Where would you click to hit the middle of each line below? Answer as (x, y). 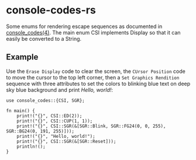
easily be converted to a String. (44, 39)
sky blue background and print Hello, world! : (59, 90)
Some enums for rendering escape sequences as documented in (84, 26)
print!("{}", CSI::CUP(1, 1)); (55, 121)
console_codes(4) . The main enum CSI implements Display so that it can (93, 32)
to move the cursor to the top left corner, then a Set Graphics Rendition (93, 77)
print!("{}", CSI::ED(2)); (49, 116)
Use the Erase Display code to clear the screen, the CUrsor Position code (96, 71)
